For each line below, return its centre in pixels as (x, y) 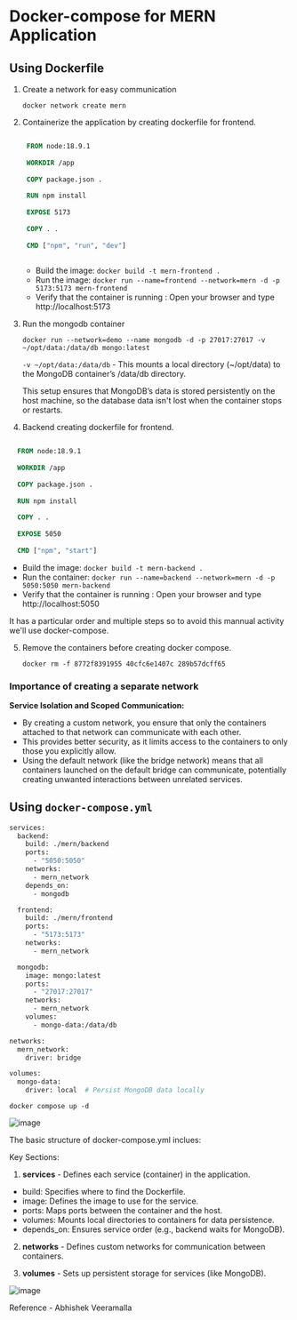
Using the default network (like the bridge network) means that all (143, 760)
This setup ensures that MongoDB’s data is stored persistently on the (148, 391)
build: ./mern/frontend (69, 918)
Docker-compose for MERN (112, 16)
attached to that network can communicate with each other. (132, 732)
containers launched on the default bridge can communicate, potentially (154, 770)
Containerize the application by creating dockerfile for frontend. (139, 122)
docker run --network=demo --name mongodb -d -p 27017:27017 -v (144, 340)
